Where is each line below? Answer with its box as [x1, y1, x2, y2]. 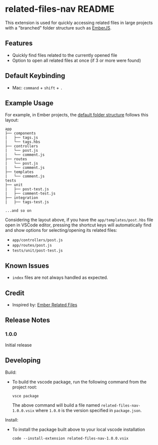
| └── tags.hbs [5, 139, 41, 144]
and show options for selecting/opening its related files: [5, 227, 117, 233]
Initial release [5, 342, 32, 348]
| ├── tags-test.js [5, 200, 49, 205]
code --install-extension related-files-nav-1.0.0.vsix [12, 436, 129, 441]
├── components [5, 131, 36, 136]
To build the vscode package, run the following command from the [12, 379, 147, 385]
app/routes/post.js [12, 243, 52, 248]
